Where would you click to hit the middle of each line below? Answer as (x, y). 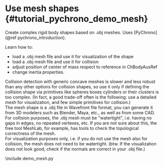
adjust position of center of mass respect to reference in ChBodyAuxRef (85, 67)
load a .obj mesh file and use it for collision (55, 62)
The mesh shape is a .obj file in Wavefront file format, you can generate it (79, 107)
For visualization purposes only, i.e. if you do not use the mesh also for (76, 138)
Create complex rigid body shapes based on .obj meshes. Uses (69, 32)
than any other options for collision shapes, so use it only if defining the (77, 86)
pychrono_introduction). (42, 38)
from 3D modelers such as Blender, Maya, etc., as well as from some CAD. (80, 112)
